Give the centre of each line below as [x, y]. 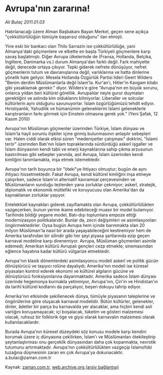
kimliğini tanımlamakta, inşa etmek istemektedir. [53, 159]
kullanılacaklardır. [22, 322]
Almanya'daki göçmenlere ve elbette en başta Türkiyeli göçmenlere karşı [78, 51]
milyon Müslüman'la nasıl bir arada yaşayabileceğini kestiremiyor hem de [78, 230]
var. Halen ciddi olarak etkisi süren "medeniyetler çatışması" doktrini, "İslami [81, 139]
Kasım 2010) [18, 119]
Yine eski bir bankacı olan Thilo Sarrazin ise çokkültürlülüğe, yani [70, 46]
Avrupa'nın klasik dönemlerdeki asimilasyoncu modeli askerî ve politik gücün [82, 261]
